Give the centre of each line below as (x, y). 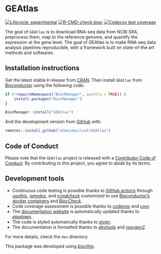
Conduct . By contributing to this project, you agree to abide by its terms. (78, 163)
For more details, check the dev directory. (47, 236)
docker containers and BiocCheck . (47, 201)
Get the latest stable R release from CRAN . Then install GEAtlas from (74, 80)
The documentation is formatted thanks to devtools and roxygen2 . (79, 227)
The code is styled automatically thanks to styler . (62, 222)
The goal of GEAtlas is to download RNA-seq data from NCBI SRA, (72, 32)
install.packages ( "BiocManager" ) (48, 99)
